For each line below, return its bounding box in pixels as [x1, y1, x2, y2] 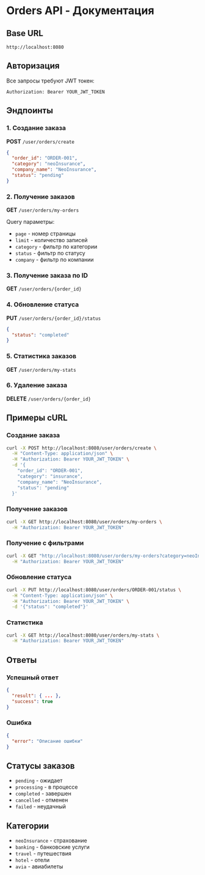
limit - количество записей [15, 237, 88, 244]
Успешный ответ [6, 673, 59, 682]
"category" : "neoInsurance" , [12, 161, 86, 167]
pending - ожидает [15, 777, 63, 785]
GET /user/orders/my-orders [6, 206, 79, 214]
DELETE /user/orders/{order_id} [6, 395, 92, 402]
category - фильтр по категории [15, 243, 98, 251]
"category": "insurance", [17, 473, 84, 479]
